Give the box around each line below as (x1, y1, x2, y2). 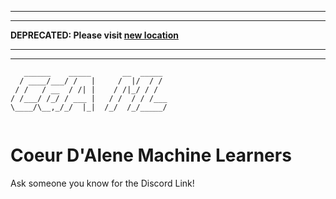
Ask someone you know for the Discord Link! (10, 177, 195, 189)
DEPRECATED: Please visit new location (10, 29, 179, 41)
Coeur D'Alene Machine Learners (10, 144, 292, 167)
